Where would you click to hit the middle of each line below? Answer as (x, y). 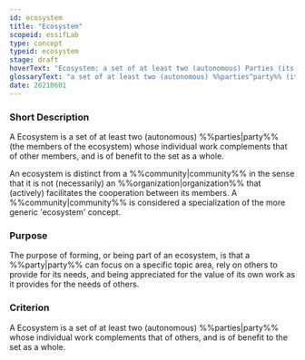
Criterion (30, 307)
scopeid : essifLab (44, 34)
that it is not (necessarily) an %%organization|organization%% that (135, 183)
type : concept (36, 43)
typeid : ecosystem (44, 52)
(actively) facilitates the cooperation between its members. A (123, 192)
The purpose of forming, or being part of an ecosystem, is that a (130, 256)
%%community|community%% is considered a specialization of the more (148, 202)
